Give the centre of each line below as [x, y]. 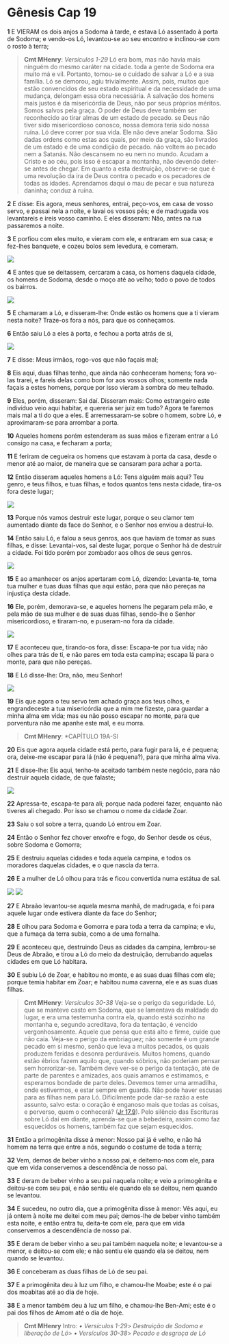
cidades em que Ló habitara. [47, 961]
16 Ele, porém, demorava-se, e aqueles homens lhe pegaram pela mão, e [110, 606]
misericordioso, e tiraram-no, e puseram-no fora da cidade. [91, 621]
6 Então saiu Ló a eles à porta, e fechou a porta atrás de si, [90, 333]
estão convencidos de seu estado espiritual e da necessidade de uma [122, 88]
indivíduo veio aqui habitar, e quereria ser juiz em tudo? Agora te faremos [110, 408]
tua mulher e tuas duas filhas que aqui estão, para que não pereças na [106, 586]
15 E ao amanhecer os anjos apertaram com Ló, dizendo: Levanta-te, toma [112, 578]
